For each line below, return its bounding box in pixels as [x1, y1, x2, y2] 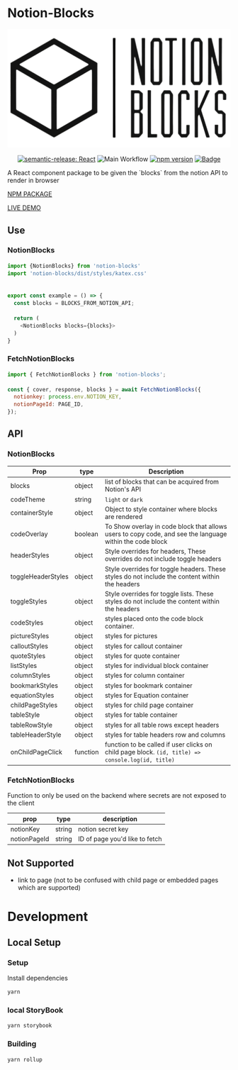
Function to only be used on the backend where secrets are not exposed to [7, 791, 227, 800]
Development [7, 908, 89, 925]
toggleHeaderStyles [10, 572, 69, 581]
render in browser [7, 176, 60, 185]
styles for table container [105, 710, 178, 719]
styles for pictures [105, 632, 158, 640]
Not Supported [7, 857, 74, 869]
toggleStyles [10, 597, 47, 606]
